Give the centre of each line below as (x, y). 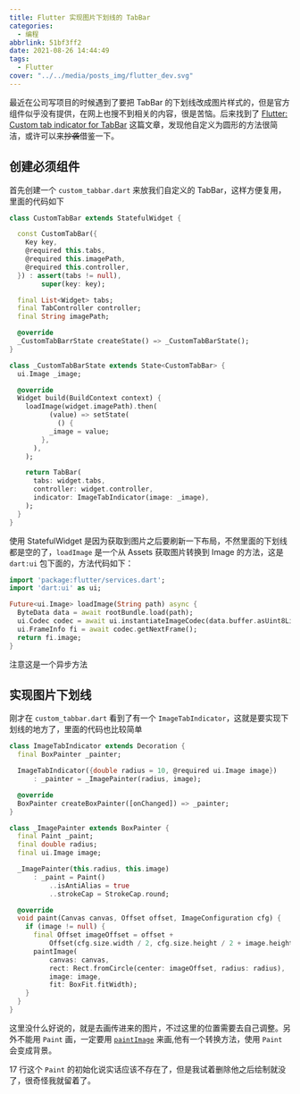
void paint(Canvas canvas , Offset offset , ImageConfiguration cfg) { (149, 918)
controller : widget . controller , (93, 489)
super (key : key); (73, 284)
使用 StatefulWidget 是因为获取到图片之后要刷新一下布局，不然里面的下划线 (148, 541)
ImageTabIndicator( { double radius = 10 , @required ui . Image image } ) (147, 771)
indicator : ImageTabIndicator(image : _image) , (121, 498)
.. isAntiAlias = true (89, 886)
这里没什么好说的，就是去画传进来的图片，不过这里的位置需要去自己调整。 (146, 1028)
